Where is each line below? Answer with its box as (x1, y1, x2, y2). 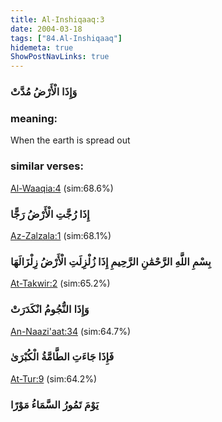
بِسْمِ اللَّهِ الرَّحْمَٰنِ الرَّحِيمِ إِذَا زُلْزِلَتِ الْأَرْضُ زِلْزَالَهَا (10, 254, 212, 268)
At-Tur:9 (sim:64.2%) (10, 372, 98, 385)
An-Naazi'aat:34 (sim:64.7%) (10, 325, 131, 337)
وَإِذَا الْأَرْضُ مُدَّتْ (10, 85, 78, 99)
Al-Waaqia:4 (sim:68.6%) (10, 182, 114, 194)
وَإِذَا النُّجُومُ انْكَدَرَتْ (10, 302, 90, 316)
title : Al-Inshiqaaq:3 (10, 14, 105, 25)
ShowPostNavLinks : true (10, 52, 110, 62)
